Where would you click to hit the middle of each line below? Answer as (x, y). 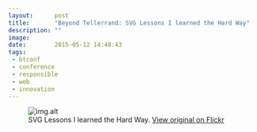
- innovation (33, 89)
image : (19, 38)
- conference (33, 67)
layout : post (38, 15)
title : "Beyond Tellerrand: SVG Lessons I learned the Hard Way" (129, 23)
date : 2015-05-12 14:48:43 (65, 45)
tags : (17, 52)
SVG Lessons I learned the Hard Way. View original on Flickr (126, 120)
